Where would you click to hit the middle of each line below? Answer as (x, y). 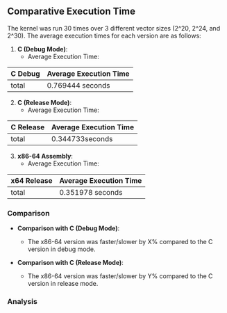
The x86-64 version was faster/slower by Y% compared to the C (120, 276)
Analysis (23, 302)
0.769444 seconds (78, 85)
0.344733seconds (82, 138)
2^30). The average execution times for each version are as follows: (104, 35)
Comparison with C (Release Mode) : (70, 263)
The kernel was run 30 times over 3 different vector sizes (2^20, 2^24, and (114, 28)
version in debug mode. (61, 249)
